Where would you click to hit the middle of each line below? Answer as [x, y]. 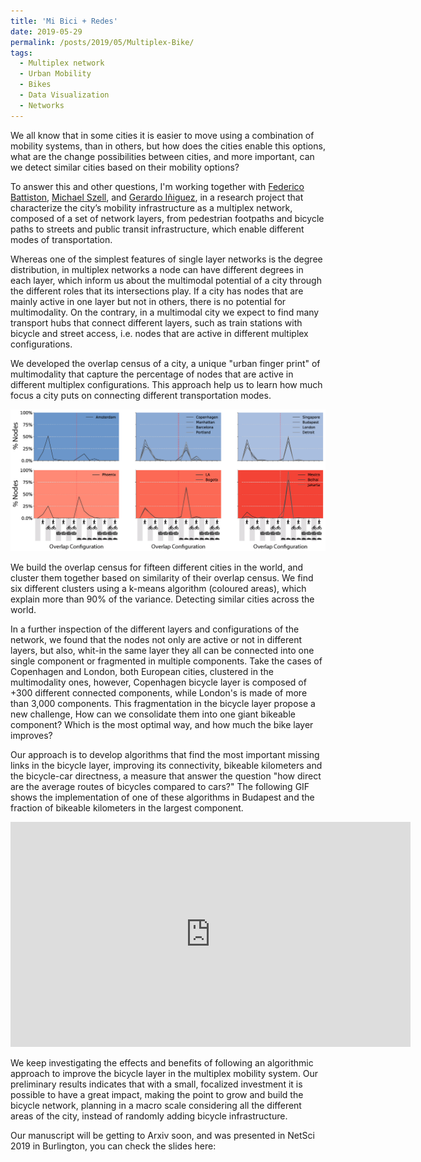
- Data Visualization [64, 95]
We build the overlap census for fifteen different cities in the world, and [157, 567]
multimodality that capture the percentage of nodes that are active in [152, 374]
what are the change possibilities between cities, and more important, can [162, 156]
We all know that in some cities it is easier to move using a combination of [162, 135]
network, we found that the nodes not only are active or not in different [156, 639]
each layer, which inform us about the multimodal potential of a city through [166, 280]
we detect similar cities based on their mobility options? [125, 167]
